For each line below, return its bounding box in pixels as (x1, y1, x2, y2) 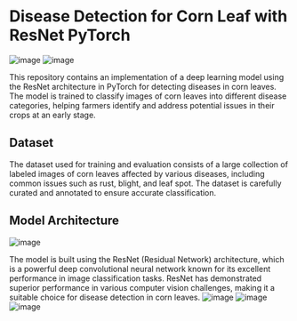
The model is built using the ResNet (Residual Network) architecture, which (9, 253, 285, 264)
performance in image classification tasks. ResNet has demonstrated (9, 273, 262, 284)
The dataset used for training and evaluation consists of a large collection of (9, 158, 289, 170)
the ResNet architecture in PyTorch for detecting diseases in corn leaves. (9, 81, 277, 92)
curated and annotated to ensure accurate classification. (9, 187, 217, 197)
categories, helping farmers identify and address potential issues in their (9, 100, 275, 110)
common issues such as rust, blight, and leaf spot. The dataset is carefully (9, 178, 282, 189)
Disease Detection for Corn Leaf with (9, 6, 288, 27)
